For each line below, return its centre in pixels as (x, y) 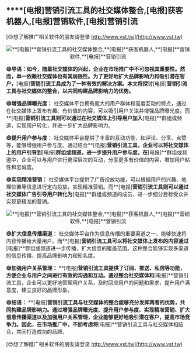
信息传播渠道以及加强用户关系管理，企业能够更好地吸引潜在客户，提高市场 (95, 317)
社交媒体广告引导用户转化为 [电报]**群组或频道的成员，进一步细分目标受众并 (97, 194)
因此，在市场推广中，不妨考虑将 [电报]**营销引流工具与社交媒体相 (100, 324)
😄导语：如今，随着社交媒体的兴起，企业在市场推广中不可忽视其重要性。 (93, 68)
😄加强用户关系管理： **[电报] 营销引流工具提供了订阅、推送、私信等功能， (96, 268)
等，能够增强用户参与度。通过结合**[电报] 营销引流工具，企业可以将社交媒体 (97, 145)
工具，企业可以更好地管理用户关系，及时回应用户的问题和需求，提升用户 (98, 282)
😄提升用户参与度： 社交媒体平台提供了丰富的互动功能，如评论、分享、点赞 (96, 138)
